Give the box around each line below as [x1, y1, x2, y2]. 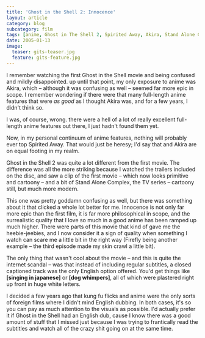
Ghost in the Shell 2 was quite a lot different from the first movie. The [6, 159, 180, 166]
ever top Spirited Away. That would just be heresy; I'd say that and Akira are [6, 140, 197, 148]
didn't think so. [6, 103, 44, 111]
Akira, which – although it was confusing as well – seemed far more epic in [6, 84, 194, 92]
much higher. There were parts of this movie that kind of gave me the [6, 223, 181, 230]
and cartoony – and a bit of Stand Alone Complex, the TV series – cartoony [6, 178, 195, 186]
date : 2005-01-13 [6, 37, 51, 43]
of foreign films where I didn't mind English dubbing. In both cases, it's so [6, 298, 192, 306]
